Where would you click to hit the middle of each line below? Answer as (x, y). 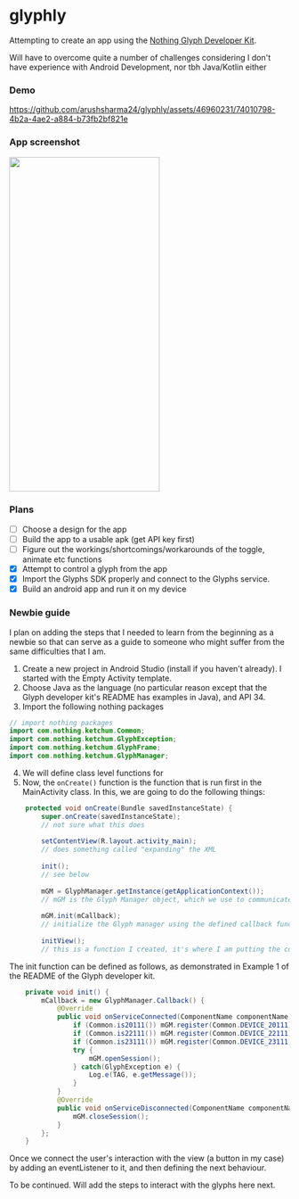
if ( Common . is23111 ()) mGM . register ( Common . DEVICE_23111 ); (184, 1042)
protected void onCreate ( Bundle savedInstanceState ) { (129, 808)
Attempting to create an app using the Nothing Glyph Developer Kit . (133, 40)
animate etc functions (62, 559)
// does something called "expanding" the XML (129, 850)
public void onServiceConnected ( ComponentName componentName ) (174, 1017)
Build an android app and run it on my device (104, 589)
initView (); (64, 941)
